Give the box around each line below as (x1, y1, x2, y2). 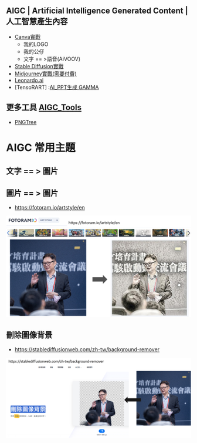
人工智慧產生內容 (6, 16, 68, 26)
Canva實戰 (14, 33, 41, 40)
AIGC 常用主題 (6, 141, 76, 154)
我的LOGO (23, 41, 49, 48)
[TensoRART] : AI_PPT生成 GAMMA (14, 84, 99, 91)
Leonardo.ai (14, 76, 44, 84)
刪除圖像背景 (6, 330, 53, 340)
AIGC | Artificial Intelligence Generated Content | (6, 6, 189, 16)
